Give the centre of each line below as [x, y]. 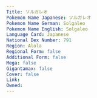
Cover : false [23, 74]
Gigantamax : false [29, 68]
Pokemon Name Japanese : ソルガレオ [49, 18]
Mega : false [21, 63]
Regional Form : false [34, 52]
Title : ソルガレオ [27, 12]
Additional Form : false [36, 57]
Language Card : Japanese [38, 35]
